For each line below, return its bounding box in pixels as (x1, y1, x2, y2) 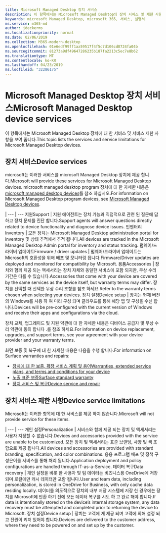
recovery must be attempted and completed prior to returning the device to (5, 504, 158, 510)
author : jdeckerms (5, 26, 43, 31)
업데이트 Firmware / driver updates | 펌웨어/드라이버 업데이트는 (18, 248, 142, 254)
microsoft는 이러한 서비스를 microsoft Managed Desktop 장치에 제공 (5, 171, 140, 177)
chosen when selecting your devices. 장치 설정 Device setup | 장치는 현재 (5, 292, 151, 298)
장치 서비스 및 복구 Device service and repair (12, 380, 100, 386)
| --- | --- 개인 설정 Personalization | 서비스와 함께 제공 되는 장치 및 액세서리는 (5, 426, 157, 432)
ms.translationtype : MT (5, 53, 54, 58)
